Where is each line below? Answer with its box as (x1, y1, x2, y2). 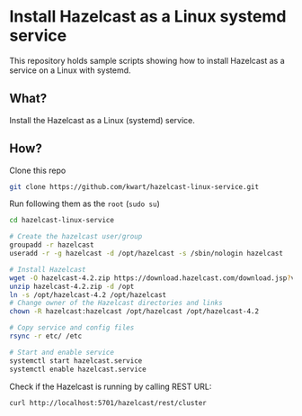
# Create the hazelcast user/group (9, 232, 143, 241)
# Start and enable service (9, 348, 115, 357)
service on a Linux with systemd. (9, 65, 132, 76)
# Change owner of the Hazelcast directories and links (9, 299, 223, 308)
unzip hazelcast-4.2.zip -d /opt (9, 282, 135, 291)
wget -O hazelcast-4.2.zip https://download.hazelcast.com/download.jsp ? (9, 273, 292, 283)
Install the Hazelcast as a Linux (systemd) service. (9, 114, 196, 125)
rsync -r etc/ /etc (9, 331, 83, 341)
